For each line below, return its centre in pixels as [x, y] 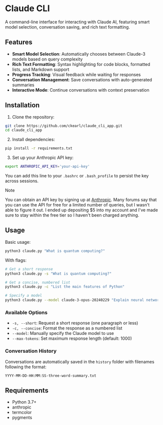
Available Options [26, 312]
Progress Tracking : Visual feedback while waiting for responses [76, 74]
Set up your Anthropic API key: [43, 157]
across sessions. [22, 181]
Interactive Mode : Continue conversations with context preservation [81, 90]
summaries [23, 85]
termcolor [22, 412]
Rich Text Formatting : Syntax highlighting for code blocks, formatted [81, 64]
